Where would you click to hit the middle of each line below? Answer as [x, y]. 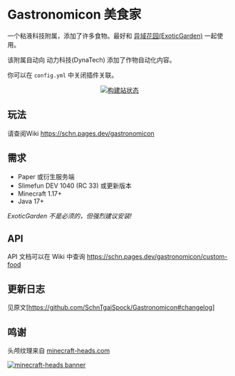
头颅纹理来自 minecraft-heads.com [59, 351]
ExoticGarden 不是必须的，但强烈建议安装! [70, 215]
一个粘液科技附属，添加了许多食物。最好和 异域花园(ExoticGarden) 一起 [112, 36]
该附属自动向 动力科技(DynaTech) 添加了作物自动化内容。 [92, 60]
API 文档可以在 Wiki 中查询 [46, 257]
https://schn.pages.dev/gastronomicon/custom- [157, 257]
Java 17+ [31, 201]
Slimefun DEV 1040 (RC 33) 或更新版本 [74, 186]
